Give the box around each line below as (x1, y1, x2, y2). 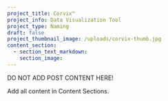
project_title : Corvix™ (7, 10, 76, 17)
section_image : (19, 55, 63, 62)
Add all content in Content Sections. (7, 87, 109, 95)
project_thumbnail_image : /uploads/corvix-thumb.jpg (7, 36, 162, 43)
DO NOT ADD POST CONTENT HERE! (7, 74, 114, 82)
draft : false (7, 29, 45, 36)
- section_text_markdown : (13, 49, 88, 56)
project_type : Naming (7, 23, 70, 30)
